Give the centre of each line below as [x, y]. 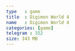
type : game [23, 11]
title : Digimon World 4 [37, 17]
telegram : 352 [25, 33]
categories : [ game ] [30, 28]
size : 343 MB [22, 39]
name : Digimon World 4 [37, 22]
